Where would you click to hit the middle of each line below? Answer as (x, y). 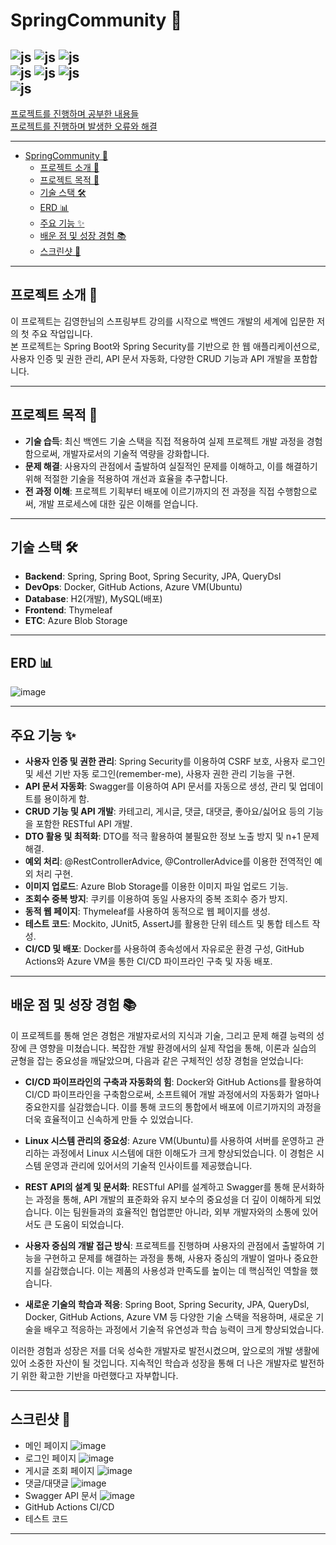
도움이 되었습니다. (89, 1224)
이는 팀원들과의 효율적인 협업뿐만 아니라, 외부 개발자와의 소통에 (177, 1211)
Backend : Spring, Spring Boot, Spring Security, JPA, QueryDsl (153, 576)
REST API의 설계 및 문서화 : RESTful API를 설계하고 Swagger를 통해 (157, 1186)
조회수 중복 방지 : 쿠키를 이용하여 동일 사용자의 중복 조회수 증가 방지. (156, 899)
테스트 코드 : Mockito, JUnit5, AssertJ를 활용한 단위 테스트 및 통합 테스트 (167, 924)
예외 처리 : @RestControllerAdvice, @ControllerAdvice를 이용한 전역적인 (168, 861)
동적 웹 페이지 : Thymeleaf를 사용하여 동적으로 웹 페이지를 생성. (147, 911)
